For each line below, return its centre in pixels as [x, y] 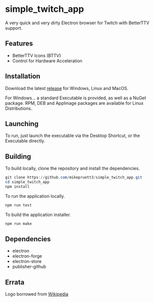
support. [14, 28]
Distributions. [19, 108]
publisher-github [29, 267]
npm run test [19, 205]
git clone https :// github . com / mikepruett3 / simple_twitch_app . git [74, 177]
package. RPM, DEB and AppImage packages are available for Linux [75, 103]
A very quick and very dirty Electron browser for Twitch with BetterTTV [77, 23]
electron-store [27, 261]
